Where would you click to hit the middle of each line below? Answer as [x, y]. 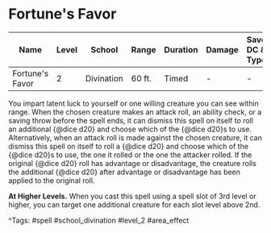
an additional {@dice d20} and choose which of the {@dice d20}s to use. [130, 129]
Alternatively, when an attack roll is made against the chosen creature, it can [135, 137]
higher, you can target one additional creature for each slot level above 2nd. [134, 204]
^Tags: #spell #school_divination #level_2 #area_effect [99, 220]
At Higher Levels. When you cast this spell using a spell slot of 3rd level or [132, 196]
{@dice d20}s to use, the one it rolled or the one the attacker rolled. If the [130, 155]
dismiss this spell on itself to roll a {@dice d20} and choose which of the [128, 146]
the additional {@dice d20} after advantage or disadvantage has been [124, 172]
